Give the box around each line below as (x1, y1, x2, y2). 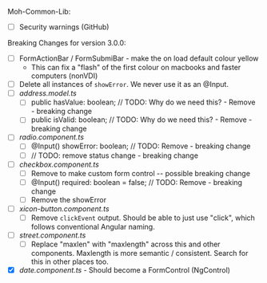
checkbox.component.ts (18, 159, 99, 169)
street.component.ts (18, 230, 86, 240)
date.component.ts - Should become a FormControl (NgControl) (18, 265, 231, 275)
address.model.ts (18, 88, 77, 98)
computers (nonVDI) (30, 71, 98, 81)
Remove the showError (30, 195, 107, 204)
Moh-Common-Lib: (7, 7, 71, 16)
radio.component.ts (18, 132, 85, 142)
